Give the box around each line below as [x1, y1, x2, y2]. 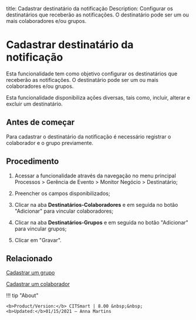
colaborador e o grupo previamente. [6, 139, 94, 146]
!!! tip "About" [6, 292, 39, 299]
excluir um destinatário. [6, 100, 63, 107]
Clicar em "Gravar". [14, 236, 62, 243]
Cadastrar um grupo [6, 269, 55, 276]
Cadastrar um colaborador [6, 281, 70, 288]
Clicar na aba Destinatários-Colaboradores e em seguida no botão [14, 201, 178, 208]
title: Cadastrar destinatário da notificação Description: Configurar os [6, 5, 173, 12]
